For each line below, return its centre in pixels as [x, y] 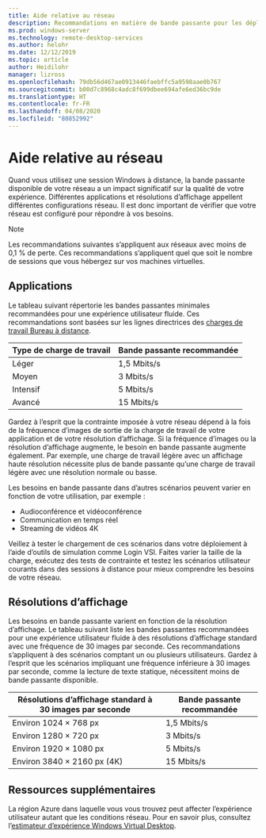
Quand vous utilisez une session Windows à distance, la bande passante [127, 180]
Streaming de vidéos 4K [59, 528]
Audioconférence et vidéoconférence [81, 511]
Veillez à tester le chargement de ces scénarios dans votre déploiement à [128, 543]
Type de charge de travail [61, 350]
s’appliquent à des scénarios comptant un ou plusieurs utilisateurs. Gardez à [133, 655]
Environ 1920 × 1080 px [58, 748]
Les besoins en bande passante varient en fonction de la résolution [118, 621]
